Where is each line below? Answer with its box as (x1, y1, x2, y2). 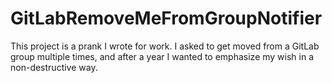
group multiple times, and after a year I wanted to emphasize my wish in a (10, 50, 315, 62)
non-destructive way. (10, 61, 98, 73)
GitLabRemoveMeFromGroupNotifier (10, 7, 323, 30)
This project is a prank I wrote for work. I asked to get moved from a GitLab (10, 40, 320, 52)
